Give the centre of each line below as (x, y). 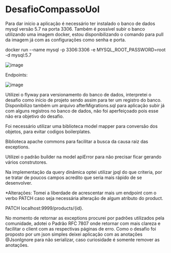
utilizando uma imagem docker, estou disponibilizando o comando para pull (84, 34)
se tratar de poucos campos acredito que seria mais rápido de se (74, 178)
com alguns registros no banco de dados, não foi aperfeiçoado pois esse (82, 111)
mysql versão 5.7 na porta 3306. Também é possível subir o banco (75, 29)
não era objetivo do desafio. (35, 116)
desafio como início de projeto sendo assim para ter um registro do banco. (83, 100)
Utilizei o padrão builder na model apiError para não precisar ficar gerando (83, 157)
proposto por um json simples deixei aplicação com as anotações (74, 234)
